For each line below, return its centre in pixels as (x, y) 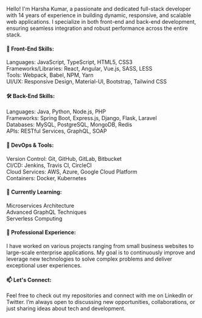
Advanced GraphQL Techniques (47, 212)
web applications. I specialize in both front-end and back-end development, (101, 22)
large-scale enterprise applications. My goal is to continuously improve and (101, 253)
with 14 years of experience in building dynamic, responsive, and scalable (99, 15)
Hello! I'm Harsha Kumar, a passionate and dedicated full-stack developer (99, 9)
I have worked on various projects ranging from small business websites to (100, 246)
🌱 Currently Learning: (34, 192)
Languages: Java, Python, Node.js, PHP (56, 111)
